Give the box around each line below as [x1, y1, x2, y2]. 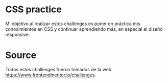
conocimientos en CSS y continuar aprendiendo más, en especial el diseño [5, 26, 163, 32]
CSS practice [5, 4, 62, 15]
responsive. [5, 31, 30, 37]
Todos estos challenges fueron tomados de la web [5, 66, 112, 72]
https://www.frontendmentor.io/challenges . [5, 72, 96, 78]
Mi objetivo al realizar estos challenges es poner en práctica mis [5, 20, 140, 27]
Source [5, 50, 37, 61]
